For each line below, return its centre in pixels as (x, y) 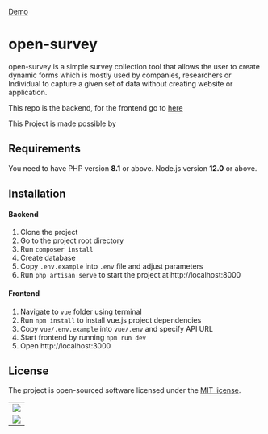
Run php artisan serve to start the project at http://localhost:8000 (130, 275)
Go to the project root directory (72, 240)
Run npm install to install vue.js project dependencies (111, 320)
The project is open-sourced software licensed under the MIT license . (125, 390)
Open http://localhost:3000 (65, 345)
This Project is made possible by (63, 123)
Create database (48, 258)
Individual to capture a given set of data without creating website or (121, 83)
